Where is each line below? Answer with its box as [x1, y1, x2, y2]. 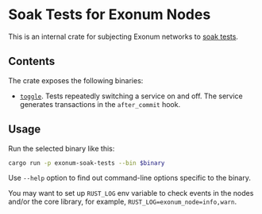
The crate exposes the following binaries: [8, 75, 144, 85]
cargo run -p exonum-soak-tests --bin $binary [8, 159, 165, 167]
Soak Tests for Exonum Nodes [8, 6, 211, 24]
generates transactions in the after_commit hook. [19, 99, 181, 109]
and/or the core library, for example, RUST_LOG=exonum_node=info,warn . [8, 197, 237, 207]
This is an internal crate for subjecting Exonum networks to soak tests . [8, 32, 238, 41]
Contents [8, 55, 56, 68]
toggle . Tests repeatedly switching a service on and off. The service [19, 91, 244, 101]
